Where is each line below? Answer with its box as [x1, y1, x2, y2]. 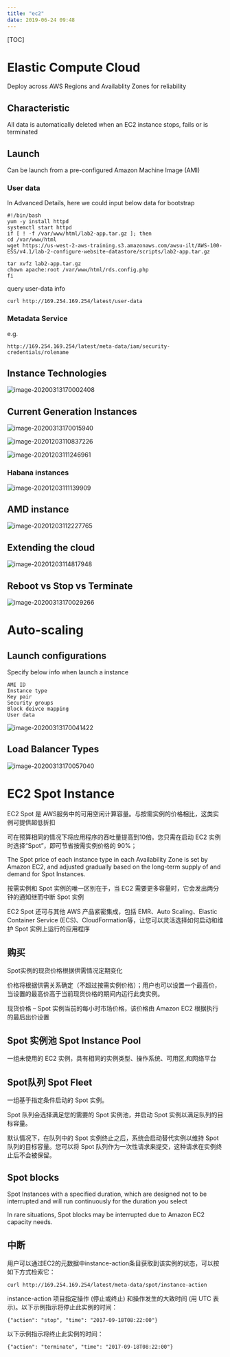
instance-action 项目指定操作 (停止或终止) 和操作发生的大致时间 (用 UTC [7, 1294, 211, 1303]
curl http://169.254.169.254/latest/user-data [7, 298, 143, 305]
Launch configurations [7, 650, 107, 661]
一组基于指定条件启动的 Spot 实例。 [7, 1096, 108, 1104]
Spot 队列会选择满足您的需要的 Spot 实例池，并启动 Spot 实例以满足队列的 [7, 1110, 218, 1119]
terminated [7, 128, 38, 136]
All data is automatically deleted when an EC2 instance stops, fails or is [7, 121, 208, 129]
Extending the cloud [7, 541, 95, 553]
